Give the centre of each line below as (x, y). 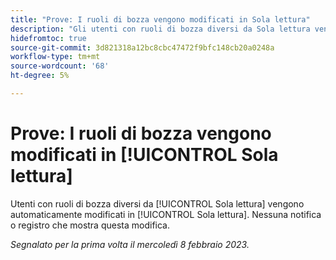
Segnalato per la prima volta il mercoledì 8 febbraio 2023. (130, 244)
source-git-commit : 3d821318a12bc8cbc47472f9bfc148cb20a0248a (142, 47)
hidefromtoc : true (48, 38)
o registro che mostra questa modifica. (90, 225)
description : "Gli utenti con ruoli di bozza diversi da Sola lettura (160, 29)
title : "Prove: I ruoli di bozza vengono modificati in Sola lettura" (160, 19)
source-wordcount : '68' (60, 66)
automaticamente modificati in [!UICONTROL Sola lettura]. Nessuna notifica (166, 214)
